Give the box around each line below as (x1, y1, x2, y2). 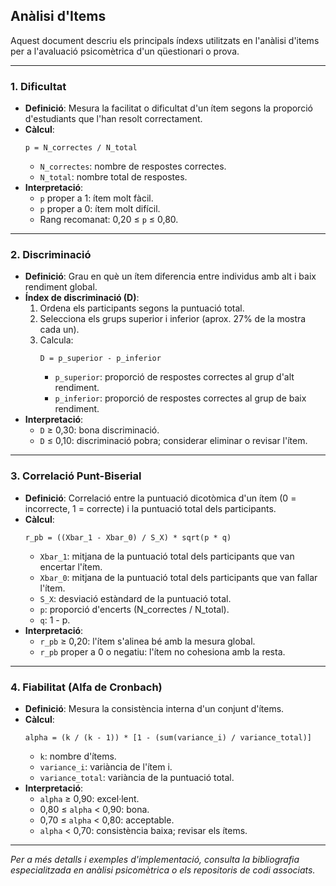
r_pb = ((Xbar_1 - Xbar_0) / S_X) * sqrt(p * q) (24, 532, 232, 543)
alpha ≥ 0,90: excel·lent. (39, 793, 140, 804)
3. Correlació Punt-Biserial (10, 469, 142, 483)
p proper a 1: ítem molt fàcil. (39, 192, 154, 204)
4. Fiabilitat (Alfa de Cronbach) (10, 680, 163, 694)
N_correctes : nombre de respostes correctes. (39, 160, 227, 173)
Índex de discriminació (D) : (24, 292, 140, 304)
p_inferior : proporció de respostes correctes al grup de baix (54, 392, 307, 404)
